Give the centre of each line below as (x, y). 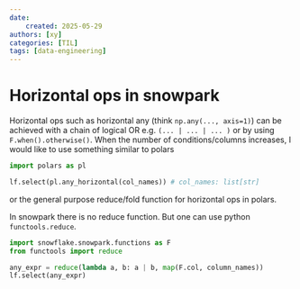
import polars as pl (48, 166)
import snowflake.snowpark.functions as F (90, 243)
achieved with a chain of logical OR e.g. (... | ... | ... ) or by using (142, 131)
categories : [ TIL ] (44, 43)
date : (19, 18)
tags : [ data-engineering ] (58, 51)
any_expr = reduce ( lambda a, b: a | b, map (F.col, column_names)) (136, 267)
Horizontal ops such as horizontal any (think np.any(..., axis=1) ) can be (145, 121)
